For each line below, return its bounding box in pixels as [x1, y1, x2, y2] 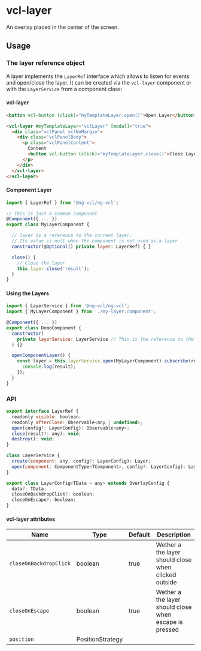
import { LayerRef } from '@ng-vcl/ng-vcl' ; [6, 199, 119, 206]
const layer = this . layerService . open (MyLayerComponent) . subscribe [17, 358, 188, 364]
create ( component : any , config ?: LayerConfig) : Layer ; [11, 458, 151, 464]
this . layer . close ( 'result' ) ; [17, 265, 90, 272]
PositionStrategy [76, 635, 123, 644]
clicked [156, 571, 176, 579]
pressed [156, 625, 179, 634]
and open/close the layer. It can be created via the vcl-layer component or [6, 79, 192, 86]
